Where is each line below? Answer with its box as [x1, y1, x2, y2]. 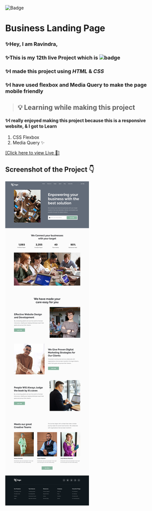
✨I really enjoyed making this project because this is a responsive [5, 117, 146, 124]
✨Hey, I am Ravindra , [5, 41, 58, 48]
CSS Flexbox [12, 134, 39, 140]
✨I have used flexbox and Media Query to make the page [5, 81, 147, 88]
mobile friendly [5, 88, 44, 95]
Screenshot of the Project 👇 [5, 165, 94, 174]
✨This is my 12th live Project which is [5, 54, 98, 61]
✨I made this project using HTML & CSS [5, 67, 105, 74]
